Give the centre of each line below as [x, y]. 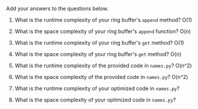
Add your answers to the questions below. [57, 9]
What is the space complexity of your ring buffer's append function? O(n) [103, 31]
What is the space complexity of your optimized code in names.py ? [95, 100]
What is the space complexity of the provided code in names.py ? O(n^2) [101, 77]
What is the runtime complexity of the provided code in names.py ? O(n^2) [103, 65]
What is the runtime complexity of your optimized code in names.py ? [97, 88]
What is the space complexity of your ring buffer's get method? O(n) [98, 54]
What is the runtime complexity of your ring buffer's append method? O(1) [103, 20]
